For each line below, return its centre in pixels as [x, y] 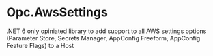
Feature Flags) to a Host [40, 45]
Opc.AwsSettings [57, 12]
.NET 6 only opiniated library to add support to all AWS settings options [106, 31]
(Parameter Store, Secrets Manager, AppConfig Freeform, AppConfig [103, 38]
